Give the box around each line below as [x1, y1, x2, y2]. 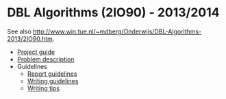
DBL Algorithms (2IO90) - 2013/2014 [7, 5, 220, 20]
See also [7, 27, 32, 36]
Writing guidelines [27, 76, 79, 85]
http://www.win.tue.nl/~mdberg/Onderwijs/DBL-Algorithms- [33, 27, 202, 36]
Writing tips [27, 84, 60, 92]
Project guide [16, 48, 55, 56]
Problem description [16, 55, 75, 63]
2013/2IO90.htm [7, 34, 53, 42]
